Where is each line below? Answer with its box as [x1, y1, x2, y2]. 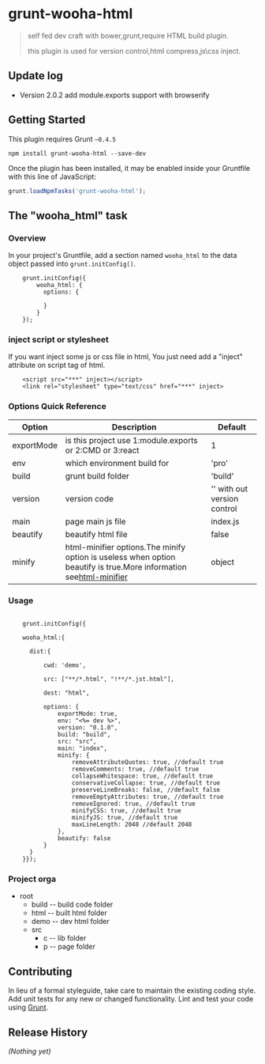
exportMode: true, [58, 710, 118, 718]
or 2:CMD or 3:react [65, 445, 140, 456]
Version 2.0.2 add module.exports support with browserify [19, 90, 210, 100]
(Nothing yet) [8, 1046, 51, 1056]
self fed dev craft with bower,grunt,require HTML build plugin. [27, 31, 229, 40]
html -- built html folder [31, 908, 108, 918]
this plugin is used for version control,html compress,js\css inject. [27, 46, 241, 55]
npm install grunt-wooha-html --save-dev [8, 150, 147, 157]
